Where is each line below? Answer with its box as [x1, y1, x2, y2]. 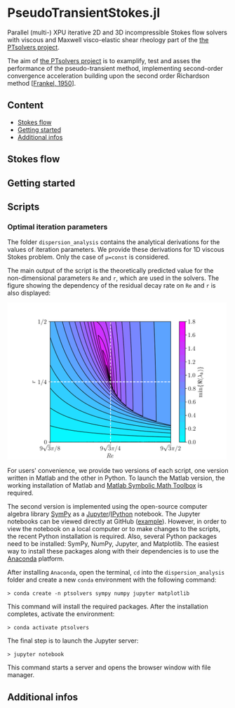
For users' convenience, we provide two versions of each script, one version [7, 467, 229, 475]
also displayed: [7, 289, 51, 298]
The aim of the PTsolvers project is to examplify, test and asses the [7, 56, 201, 65]
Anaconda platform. [7, 554, 65, 563]
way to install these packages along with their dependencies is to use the [7, 547, 220, 556]
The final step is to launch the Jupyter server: [7, 636, 139, 645]
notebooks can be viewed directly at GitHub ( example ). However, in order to [7, 517, 227, 526]
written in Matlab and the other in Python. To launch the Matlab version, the [7, 474, 225, 482]
